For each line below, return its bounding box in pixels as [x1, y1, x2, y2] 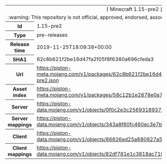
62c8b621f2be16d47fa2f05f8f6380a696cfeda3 [36, 56, 154, 63]
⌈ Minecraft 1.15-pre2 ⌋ [106, 6, 163, 12]
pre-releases [36, 32, 68, 38]
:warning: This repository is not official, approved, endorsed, [8, 14, 149, 20]
